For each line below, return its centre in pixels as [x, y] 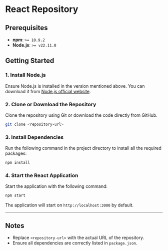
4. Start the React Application [42, 175]
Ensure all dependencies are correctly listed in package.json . [75, 243]
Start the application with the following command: [56, 186]
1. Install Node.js [25, 75]
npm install [17, 163]
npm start [15, 196]
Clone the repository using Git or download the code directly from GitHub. [81, 115]
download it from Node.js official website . [48, 91]
